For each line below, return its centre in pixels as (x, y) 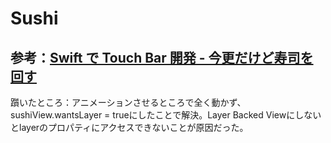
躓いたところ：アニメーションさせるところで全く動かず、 (128, 102)
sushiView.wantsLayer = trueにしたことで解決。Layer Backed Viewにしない (166, 115)
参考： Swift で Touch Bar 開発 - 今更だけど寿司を (162, 57)
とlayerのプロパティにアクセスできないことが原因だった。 (129, 127)
